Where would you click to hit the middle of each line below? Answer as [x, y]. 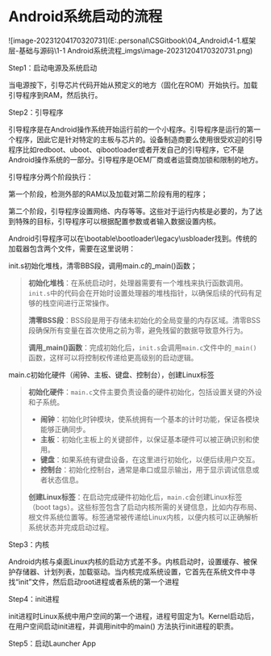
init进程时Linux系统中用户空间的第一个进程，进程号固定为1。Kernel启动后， [133, 616]
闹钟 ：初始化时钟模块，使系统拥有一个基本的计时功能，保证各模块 [150, 419]
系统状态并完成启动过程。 [71, 527]
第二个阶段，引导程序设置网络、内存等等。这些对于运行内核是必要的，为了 [132, 211]
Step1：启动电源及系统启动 [53, 67]
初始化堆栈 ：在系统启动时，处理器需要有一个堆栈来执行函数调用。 [138, 283]
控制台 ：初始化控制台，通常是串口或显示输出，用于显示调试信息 [146, 469]
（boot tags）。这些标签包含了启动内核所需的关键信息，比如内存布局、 [145, 507]
